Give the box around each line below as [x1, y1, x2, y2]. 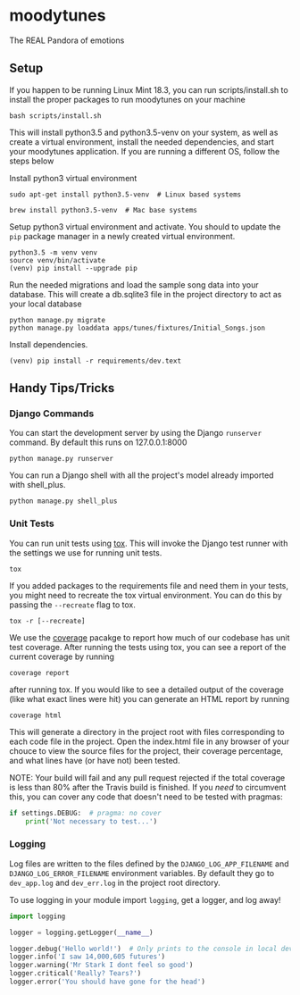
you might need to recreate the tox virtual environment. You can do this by [9, 589, 283, 600]
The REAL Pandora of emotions [9, 35, 125, 46]
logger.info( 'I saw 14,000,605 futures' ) [9, 952, 166, 961]
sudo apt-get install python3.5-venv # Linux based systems [9, 189, 242, 199]
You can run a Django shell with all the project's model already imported [9, 470, 274, 481]
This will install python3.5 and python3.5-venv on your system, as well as [9, 127, 279, 138]
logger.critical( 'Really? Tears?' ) [9, 969, 142, 978]
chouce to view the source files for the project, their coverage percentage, [9, 745, 284, 756]
